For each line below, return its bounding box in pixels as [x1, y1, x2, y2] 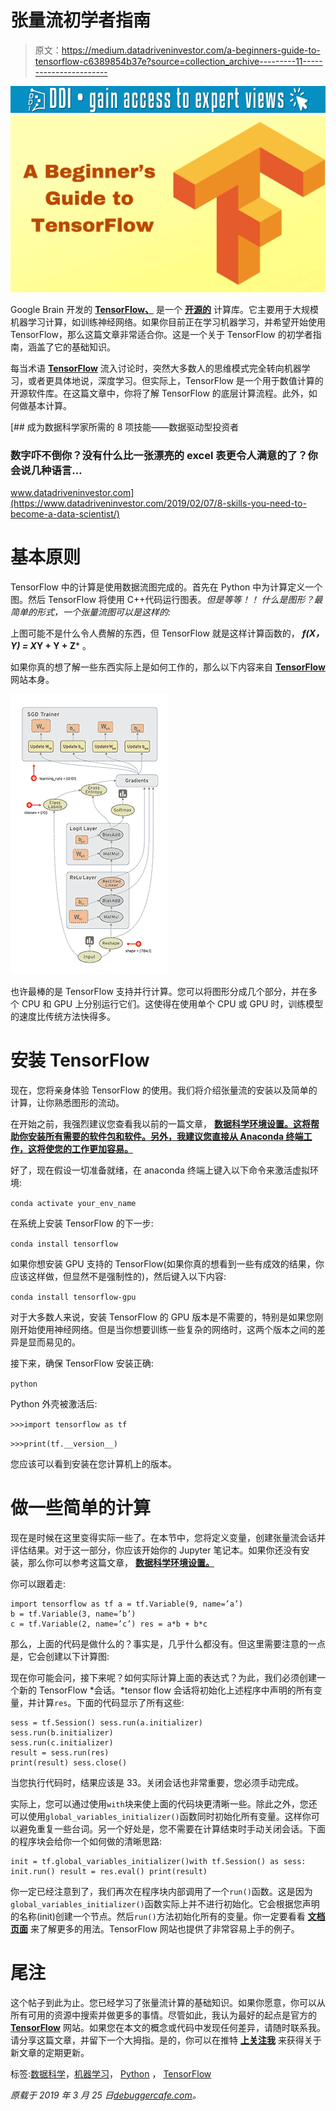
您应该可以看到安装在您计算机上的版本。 [10, 1457, 177, 1470]
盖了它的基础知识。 [36, 341, 116, 353]
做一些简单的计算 [10, 1496, 152, 1519]
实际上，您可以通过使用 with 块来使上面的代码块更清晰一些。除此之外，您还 [10, 1797, 318, 1810]
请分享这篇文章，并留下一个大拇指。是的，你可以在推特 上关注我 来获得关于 [10, 2034, 322, 2046]
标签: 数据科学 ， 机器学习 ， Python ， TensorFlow [10, 2067, 212, 2080]
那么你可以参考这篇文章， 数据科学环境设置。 [27, 1556, 215, 1568]
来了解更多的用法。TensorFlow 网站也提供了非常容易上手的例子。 [29, 1922, 300, 1935]
